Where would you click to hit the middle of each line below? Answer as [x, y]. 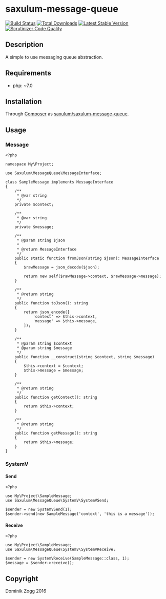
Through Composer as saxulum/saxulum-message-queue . [67, 114]
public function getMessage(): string [56, 433]
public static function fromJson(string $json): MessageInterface [87, 259]
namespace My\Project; [29, 164]
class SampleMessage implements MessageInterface [59, 182]
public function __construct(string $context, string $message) [85, 357]
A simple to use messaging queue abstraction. [54, 57]
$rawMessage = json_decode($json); [62, 267]
